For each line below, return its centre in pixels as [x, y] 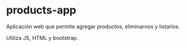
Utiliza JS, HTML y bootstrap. [42, 38]
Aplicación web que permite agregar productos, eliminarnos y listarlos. [93, 26]
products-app [41, 10]
